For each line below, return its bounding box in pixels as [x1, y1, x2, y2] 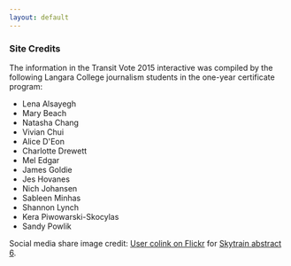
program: [9, 81, 43, 91]
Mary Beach [21, 107, 67, 118]
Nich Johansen [21, 183, 78, 193]
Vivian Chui [21, 126, 65, 137]
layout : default [9, 12, 69, 22]
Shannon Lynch [21, 201, 80, 213]
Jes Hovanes [21, 174, 71, 184]
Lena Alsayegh [21, 98, 77, 109]
